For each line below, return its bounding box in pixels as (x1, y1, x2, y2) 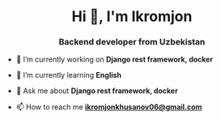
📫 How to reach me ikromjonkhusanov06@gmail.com (15, 102, 202, 112)
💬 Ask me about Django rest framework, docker (15, 86, 178, 96)
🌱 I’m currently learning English (15, 71, 122, 80)
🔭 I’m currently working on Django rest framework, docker (15, 54, 213, 64)
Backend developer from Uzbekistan (58, 36, 206, 48)
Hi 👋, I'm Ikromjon (71, 7, 193, 26)
